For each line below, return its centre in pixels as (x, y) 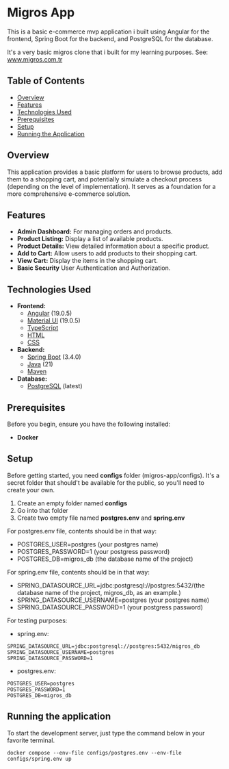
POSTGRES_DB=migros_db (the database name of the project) (105, 559)
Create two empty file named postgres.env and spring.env (101, 518)
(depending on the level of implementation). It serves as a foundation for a (112, 186)
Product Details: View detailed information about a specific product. (113, 246)
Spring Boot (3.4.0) (54, 357)
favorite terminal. (31, 740)
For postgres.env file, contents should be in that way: (82, 531)
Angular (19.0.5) (50, 314)
